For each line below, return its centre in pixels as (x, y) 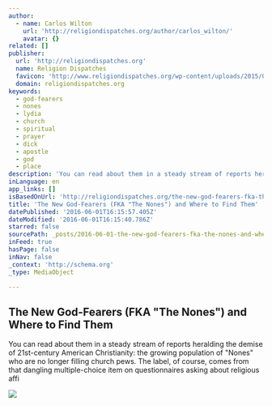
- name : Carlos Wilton (54, 24)
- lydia (29, 114)
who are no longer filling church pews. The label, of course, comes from (129, 361)
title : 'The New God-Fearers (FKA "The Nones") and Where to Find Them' (134, 204)
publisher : (27, 53)
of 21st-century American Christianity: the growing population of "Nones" (131, 353)
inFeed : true (30, 242)
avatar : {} (41, 38)
